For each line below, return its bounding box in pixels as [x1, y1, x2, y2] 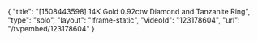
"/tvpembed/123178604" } [7, 24, 95, 33]
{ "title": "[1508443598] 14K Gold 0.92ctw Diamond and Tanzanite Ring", [7, 7, 251, 16]
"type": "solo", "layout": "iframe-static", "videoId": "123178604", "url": [7, 15, 240, 25]
